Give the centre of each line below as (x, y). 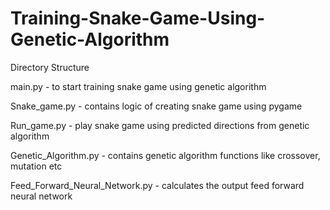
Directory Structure (50, 67)
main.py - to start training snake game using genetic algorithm (138, 86)
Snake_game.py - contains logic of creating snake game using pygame (156, 106)
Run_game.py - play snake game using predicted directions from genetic (160, 125)
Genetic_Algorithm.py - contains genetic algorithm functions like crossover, (165, 155)
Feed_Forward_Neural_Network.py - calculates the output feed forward (157, 185)
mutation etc (36, 166)
